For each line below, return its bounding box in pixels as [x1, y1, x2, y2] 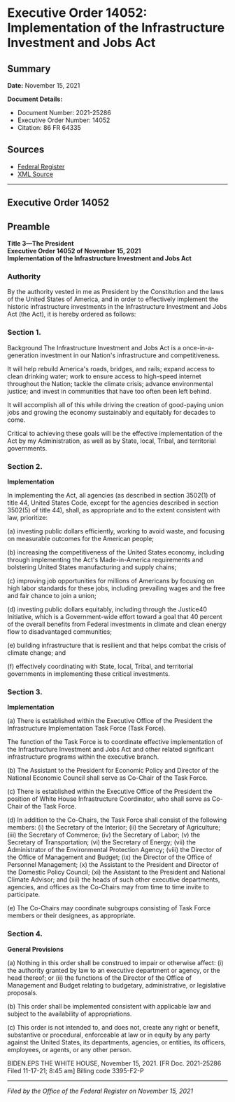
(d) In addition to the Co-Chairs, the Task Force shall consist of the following [7, 816, 227, 824]
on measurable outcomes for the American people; [7, 534, 155, 543]
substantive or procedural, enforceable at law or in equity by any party [7, 1030, 211, 1039]
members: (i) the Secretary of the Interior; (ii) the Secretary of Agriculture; [7, 823, 221, 832]
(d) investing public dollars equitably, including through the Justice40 [7, 605, 208, 613]
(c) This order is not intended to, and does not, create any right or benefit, [7, 1023, 220, 1031]
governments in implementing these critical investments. [7, 669, 170, 678]
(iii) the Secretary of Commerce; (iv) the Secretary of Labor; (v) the [7, 830, 201, 839]
